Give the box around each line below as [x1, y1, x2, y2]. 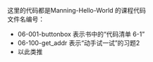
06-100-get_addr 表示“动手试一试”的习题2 [17, 39, 140, 47]
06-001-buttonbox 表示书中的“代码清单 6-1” [17, 30, 145, 38]
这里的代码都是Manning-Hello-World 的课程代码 [7, 6, 147, 14]
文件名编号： [7, 15, 44, 23]
